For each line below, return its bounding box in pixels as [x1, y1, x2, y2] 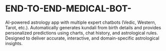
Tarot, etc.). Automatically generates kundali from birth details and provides [5, 24, 161, 30]
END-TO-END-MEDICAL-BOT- [5, 3, 132, 14]
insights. [5, 40, 23, 46]
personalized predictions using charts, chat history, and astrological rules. [5, 30, 158, 36]
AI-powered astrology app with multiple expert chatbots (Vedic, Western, [5, 19, 156, 25]
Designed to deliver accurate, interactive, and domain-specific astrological [5, 35, 159, 41]
